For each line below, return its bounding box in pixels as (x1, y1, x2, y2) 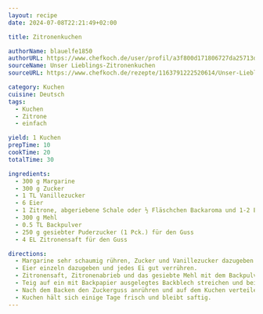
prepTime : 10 (8, 141, 51, 149)
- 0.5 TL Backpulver (15, 221, 82, 228)
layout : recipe (8, 11, 58, 20)
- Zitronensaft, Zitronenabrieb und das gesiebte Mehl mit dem (15, 272, 225, 279)
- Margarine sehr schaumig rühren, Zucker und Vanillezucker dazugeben (15, 257, 254, 265)
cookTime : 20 (8, 148, 51, 156)
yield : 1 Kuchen (8, 134, 61, 142)
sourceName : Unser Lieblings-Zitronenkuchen (8, 62, 156, 70)
